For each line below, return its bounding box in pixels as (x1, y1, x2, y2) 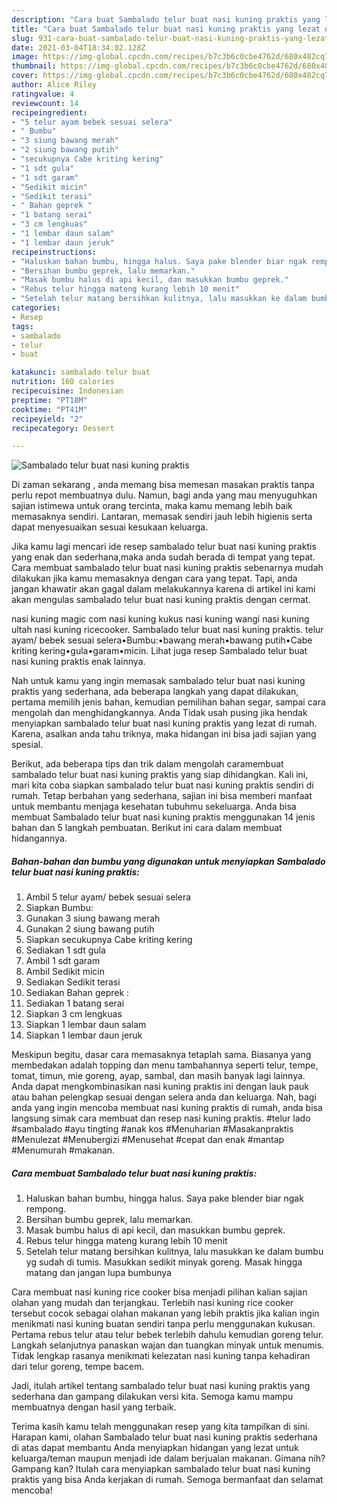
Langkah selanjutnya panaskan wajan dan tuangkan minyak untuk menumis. (11, 1339, 325, 1351)
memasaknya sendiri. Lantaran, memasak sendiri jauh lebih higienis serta (11, 511, 313, 523)
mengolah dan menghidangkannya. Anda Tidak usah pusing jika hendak (11, 707, 308, 719)
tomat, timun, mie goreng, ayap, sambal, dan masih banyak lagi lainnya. (11, 1070, 306, 1082)
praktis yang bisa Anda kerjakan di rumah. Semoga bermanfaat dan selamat (11, 1474, 324, 1486)
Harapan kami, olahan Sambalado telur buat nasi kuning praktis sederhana (11, 1431, 318, 1443)
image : (11, 52, 39, 62)
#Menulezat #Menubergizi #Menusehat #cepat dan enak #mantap (11, 1134, 285, 1146)
